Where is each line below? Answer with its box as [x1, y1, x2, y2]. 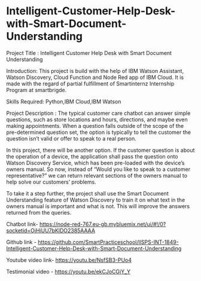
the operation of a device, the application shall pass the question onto [6, 152, 178, 160]
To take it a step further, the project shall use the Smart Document [6, 190, 169, 197]
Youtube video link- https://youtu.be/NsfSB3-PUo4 [6, 256, 132, 264]
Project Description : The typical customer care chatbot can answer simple [6, 109, 191, 117]
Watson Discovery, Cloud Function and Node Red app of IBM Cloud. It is [6, 74, 184, 81]
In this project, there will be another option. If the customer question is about [6, 146, 195, 154]
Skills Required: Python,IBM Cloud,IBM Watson [6, 97, 121, 105]
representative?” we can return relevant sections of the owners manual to [6, 172, 187, 179]
